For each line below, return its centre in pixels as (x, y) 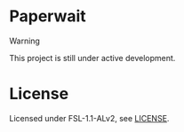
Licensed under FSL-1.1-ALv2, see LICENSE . (89, 118)
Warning (24, 41)
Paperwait (48, 16)
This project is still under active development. (92, 58)
